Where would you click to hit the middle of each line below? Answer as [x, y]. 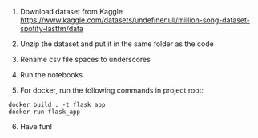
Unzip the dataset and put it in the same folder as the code [117, 44]
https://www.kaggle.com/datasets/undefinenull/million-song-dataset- [135, 20]
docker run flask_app [44, 112]
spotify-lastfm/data [52, 28]
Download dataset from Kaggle [71, 12]
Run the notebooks [51, 75]
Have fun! [36, 126]
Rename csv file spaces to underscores [85, 59]
